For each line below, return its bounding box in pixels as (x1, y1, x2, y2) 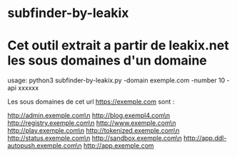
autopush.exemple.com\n (7, 141, 82, 150)
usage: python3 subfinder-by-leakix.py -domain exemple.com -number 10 (7, 76, 226, 85)
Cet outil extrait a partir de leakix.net (7, 38, 230, 54)
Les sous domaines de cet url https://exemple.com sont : (7, 97, 175, 106)
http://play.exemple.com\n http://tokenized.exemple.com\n (7, 126, 180, 135)
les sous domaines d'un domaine (7, 53, 207, 69)
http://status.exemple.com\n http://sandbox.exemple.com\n (7, 134, 182, 143)
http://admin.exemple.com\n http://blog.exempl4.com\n (7, 112, 171, 120)
